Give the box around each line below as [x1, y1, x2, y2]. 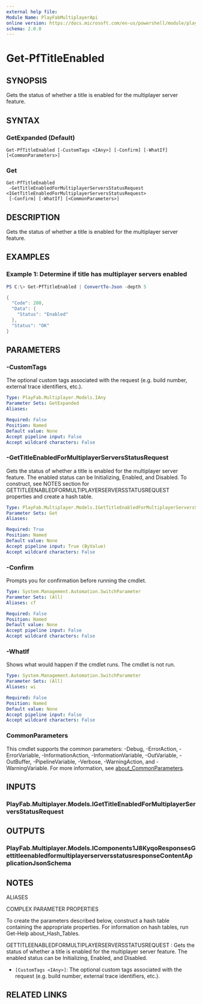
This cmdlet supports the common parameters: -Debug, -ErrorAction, [6, 745, 179, 752]
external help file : [6, 8, 58, 15]
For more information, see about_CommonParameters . [50, 764, 185, 771]
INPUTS [6, 782, 36, 792]
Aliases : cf [6, 600, 36, 606]
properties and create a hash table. [6, 492, 93, 500]
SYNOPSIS [6, 75, 47, 86]
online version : [6, 20, 47, 26]
